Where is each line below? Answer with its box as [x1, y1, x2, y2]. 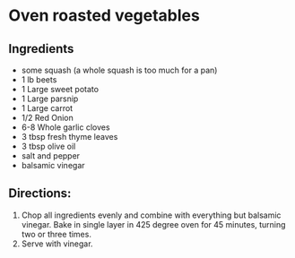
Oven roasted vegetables [8, 5, 201, 26]
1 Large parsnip [21, 93, 79, 104]
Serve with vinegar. [21, 238, 93, 249]
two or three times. [21, 228, 91, 239]
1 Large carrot [21, 103, 74, 113]
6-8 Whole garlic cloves [21, 122, 110, 133]
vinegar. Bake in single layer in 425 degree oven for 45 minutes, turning [21, 219, 286, 229]
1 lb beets [21, 74, 57, 85]
